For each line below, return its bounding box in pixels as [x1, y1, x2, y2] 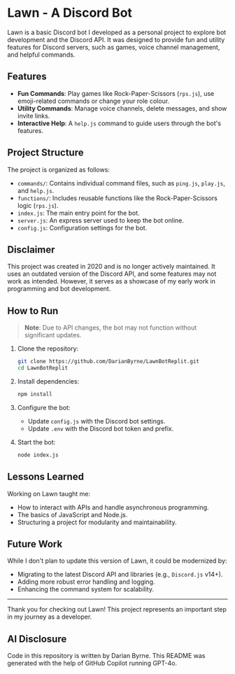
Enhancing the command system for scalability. [17, 585, 154, 594]
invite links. [17, 111, 50, 120]
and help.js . [17, 186, 55, 195]
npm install [17, 391, 52, 398]
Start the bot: [17, 437, 56, 446]
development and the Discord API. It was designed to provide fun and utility [7, 35, 225, 43]
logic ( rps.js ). [17, 201, 59, 209]
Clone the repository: [17, 344, 79, 353]
